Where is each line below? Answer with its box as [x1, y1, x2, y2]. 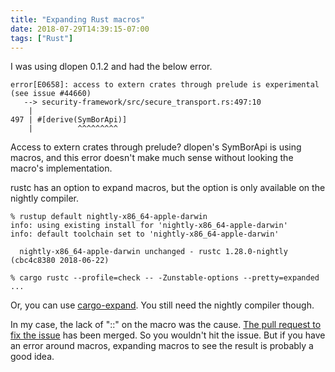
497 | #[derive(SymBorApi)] [10, 115, 128, 125]
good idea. [10, 351, 55, 363]
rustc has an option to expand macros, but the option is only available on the [10, 182, 326, 194]
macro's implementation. [10, 162, 113, 175]
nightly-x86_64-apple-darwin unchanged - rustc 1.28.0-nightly [19, 247, 288, 257]
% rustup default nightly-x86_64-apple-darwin [10, 212, 208, 222]
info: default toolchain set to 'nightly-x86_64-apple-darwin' [10, 229, 280, 240]
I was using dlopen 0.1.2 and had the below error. [10, 61, 213, 73]
